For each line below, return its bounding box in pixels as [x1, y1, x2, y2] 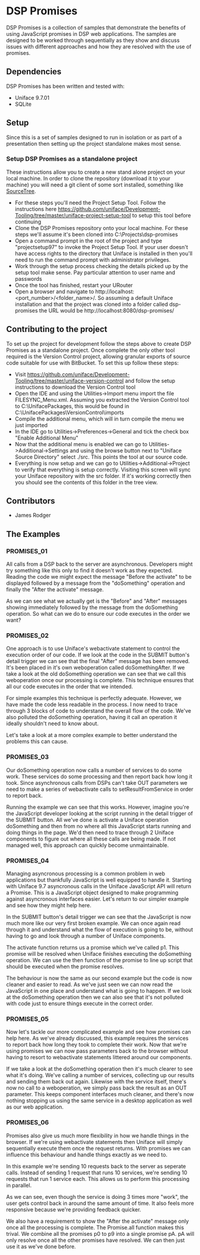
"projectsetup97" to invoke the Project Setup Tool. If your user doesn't [14, 243, 188, 250]
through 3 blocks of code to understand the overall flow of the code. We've [6, 707, 192, 714]
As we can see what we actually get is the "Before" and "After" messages [6, 597, 187, 605]
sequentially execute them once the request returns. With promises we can [6, 1144, 191, 1152]
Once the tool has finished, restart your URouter [14, 281, 133, 289]
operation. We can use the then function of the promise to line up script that [6, 957, 193, 964]
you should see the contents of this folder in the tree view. [14, 478, 158, 486]
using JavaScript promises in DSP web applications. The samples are [6, 30, 177, 37]
